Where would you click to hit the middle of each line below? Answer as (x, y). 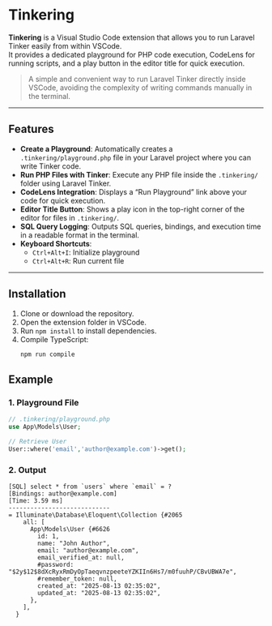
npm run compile (47, 354)
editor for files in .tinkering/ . (70, 217)
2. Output (28, 469)
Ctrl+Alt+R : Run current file (78, 260)
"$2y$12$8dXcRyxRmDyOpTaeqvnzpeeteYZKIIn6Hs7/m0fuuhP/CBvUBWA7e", (123, 572)
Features (31, 129)
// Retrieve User (38, 441)
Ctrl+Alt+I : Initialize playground (86, 252)
